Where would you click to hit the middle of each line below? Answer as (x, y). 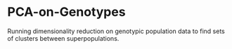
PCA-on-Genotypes (66, 12)
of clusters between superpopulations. (63, 38)
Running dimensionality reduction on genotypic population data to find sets (116, 31)
